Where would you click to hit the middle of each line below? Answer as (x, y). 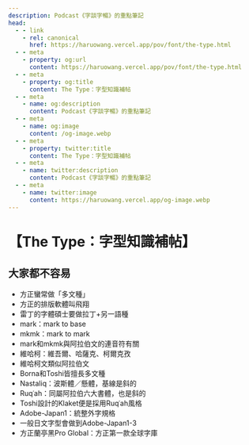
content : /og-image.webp (70, 133)
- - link (30, 30)
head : (17, 23)
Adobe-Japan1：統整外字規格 (68, 412)
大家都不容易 (40, 273)
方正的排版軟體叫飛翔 (54, 304)
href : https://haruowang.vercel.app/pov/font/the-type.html (130, 45)
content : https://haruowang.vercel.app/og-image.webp (120, 200)
